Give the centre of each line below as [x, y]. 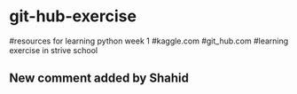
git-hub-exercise [73, 16]
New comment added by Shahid [99, 78]
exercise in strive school [54, 50]
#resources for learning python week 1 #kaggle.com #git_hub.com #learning [149, 41]
